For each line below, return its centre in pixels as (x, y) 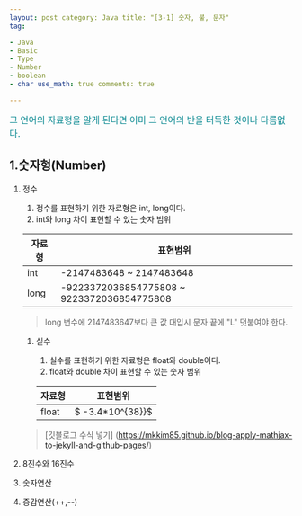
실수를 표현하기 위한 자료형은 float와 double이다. (135, 360)
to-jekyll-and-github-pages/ (97, 445)
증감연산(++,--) (50, 502)
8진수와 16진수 (48, 463)
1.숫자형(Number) (58, 166)
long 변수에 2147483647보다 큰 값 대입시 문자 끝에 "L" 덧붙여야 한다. (166, 322)
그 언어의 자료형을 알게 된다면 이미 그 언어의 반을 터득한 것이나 (134, 120)
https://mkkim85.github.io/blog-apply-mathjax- (205, 435)
